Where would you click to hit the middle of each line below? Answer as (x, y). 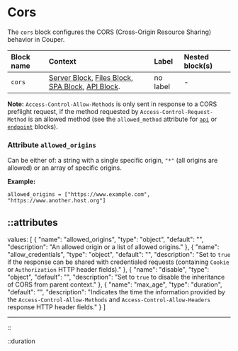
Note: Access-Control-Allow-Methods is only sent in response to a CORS (112, 104)
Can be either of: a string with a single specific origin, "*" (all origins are (113, 161)
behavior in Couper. (36, 39)
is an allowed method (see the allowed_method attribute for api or (123, 119)
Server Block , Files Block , (91, 77)
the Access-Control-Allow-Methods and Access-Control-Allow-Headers (109, 300)
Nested (196, 57)
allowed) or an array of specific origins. (64, 168)
